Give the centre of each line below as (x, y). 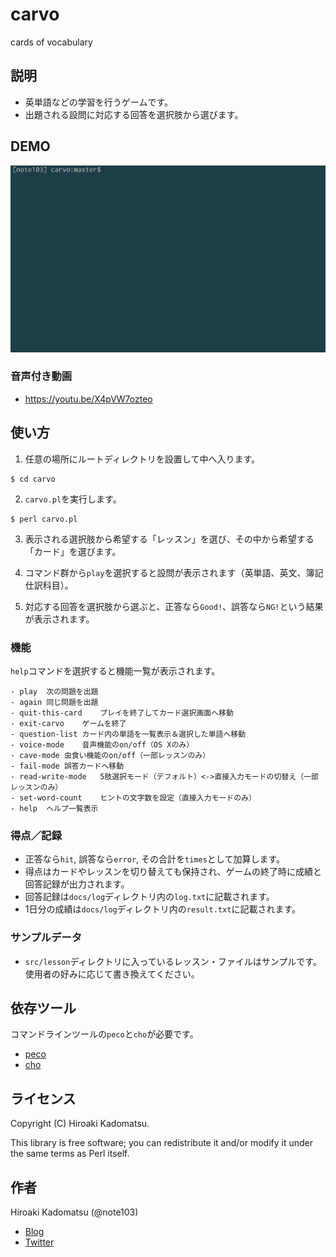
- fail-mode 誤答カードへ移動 (67, 766)
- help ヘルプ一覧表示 (54, 808)
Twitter (39, 1242)
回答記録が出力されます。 (77, 884)
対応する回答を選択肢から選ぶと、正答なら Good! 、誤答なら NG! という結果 (174, 606)
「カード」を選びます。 (73, 551)
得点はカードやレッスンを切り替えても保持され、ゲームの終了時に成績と (173, 872)
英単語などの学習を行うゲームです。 (98, 102)
